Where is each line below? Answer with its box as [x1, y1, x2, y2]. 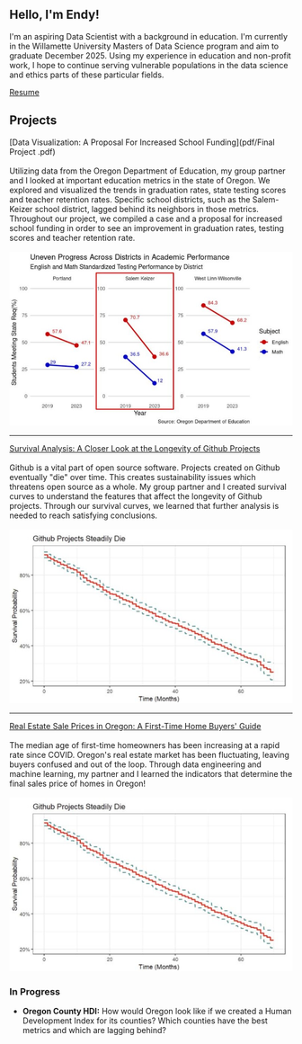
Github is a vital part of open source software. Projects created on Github [9, 462, 280, 473]
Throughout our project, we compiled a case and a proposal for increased [9, 213, 283, 224]
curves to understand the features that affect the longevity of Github [9, 491, 262, 502]
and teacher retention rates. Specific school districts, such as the [9, 193, 251, 205]
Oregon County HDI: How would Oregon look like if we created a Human [22, 1006, 292, 1017]
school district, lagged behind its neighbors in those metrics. [34, 203, 259, 214]
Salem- [252, 193, 280, 205]
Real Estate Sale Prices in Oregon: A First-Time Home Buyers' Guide [9, 720, 262, 731]
